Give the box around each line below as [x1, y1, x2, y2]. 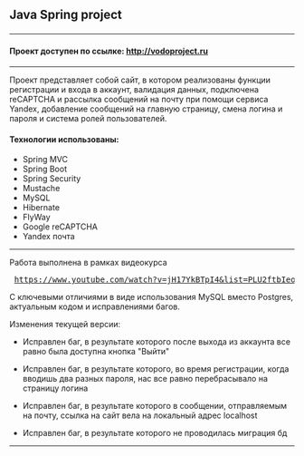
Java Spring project [9, 7, 122, 23]
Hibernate [22, 202, 61, 213]
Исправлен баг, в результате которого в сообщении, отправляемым [22, 401, 288, 412]
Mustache [22, 183, 61, 194]
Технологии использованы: [9, 133, 119, 144]
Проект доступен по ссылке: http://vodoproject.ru [9, 45, 208, 57]
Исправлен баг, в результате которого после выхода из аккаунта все [22, 336, 291, 347]
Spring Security [22, 173, 81, 184]
